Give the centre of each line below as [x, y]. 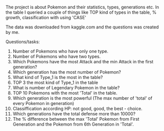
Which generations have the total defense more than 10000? [74, 114]
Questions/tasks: [23, 42]
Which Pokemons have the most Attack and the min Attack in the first [83, 62]
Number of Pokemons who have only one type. [61, 51]
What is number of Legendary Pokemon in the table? [66, 88]
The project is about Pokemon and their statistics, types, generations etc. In [82, 7]
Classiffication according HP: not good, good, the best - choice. [77, 108]
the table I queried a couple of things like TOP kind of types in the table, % [81, 12]
